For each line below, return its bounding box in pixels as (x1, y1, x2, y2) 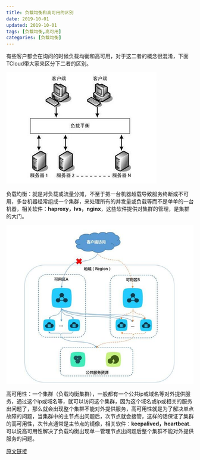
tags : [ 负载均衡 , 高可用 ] (6, 29, 61, 35)
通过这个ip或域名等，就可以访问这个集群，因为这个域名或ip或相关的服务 (16, 397, 192, 405)
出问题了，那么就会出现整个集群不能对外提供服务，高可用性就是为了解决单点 (6, 405, 194, 412)
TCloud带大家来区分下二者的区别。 (6, 60, 92, 67)
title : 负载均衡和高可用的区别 (6, 10, 74, 15)
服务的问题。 (6, 435, 37, 442)
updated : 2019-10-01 (6, 22, 58, 28)
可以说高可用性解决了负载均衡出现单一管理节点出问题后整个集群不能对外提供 (6, 427, 194, 434)
